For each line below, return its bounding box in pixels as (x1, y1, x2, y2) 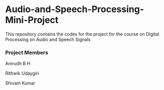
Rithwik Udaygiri (5, 70, 39, 76)
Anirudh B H (5, 61, 31, 67)
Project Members (5, 49, 49, 56)
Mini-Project (5, 14, 59, 26)
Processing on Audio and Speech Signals (5, 36, 91, 42)
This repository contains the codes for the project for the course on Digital (5, 31, 159, 37)
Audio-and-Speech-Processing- (5, 4, 144, 15)
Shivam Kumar (5, 80, 36, 86)
